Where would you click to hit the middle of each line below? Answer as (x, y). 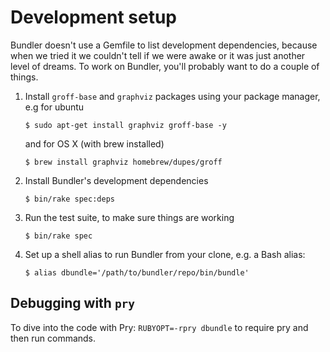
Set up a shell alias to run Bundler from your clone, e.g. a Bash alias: (165, 254)
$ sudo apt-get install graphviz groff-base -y (125, 125)
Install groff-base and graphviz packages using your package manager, (172, 96)
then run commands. (53, 338)
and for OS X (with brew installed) (94, 143)
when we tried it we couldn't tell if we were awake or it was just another (158, 55)
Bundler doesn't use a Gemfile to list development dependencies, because (164, 45)
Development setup (94, 17)
